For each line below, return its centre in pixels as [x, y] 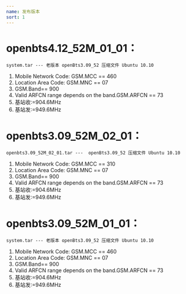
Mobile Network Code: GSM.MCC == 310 [65, 164]
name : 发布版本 [23, 12]
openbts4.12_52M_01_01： [72, 48]
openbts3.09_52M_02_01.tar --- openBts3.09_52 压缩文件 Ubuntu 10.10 [93, 153]
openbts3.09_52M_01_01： [73, 223]
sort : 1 [16, 17]
